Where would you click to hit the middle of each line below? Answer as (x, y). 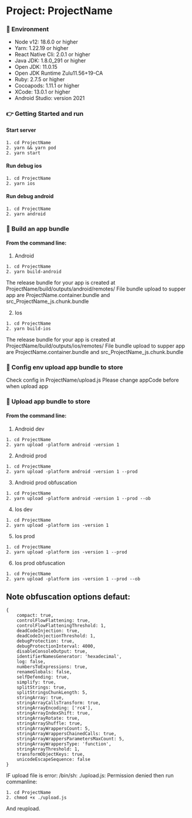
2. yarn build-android (34, 272)
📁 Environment (28, 29)
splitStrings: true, (42, 687)
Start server (21, 130)
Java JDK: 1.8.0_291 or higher (50, 61)
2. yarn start (23, 153)
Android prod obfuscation (46, 482)
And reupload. (23, 809)
